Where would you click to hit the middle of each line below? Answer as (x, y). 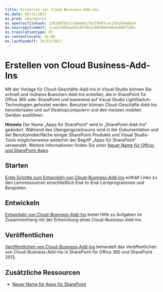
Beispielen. (16, 187)
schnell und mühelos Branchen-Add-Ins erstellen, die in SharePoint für (76, 94)
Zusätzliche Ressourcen (43, 272)
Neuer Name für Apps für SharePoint (49, 284)
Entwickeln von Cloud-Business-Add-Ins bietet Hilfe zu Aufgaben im (73, 215)
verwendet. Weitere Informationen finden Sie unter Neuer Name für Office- (80, 145)
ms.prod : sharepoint (26, 18)
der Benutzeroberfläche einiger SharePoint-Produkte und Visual (69, 135)
